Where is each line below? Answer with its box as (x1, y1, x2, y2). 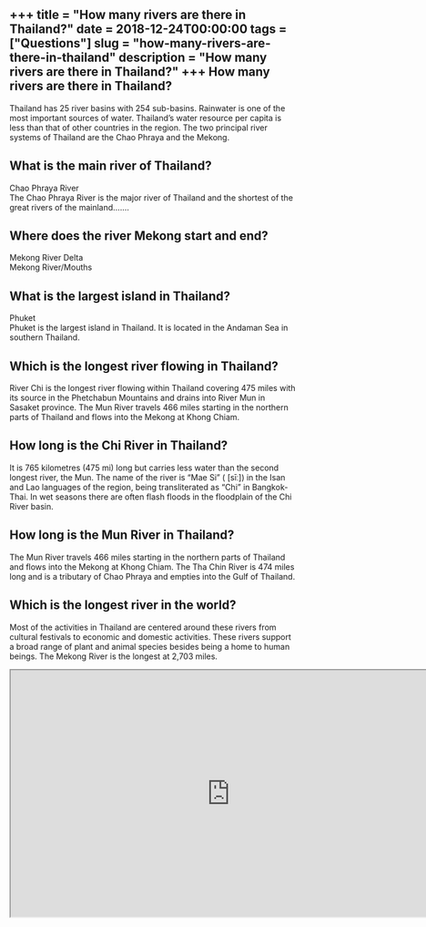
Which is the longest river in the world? (9, 597, 237, 613)
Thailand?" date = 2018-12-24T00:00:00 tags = (9, 22, 288, 37)
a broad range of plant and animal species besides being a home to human (9, 641, 290, 652)
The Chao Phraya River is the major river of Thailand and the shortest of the (9, 191, 294, 203)
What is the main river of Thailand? (9, 159, 212, 174)
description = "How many (117, 50, 268, 66)
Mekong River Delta (9, 252, 84, 263)
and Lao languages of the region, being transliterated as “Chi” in (9, 481, 250, 492)
